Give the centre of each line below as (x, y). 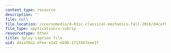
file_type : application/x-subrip (41, 29)
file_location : (21, 24)
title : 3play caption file (34, 38)
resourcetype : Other (27, 33)
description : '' (22, 15)
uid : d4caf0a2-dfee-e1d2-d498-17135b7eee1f (52, 43)
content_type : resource (31, 10)
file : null (17, 19)
